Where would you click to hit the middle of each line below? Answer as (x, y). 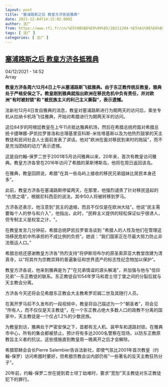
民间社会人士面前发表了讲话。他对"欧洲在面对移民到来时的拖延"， (86, 139)
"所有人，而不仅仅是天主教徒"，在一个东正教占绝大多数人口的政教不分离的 (82, 310)
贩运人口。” (20, 242)
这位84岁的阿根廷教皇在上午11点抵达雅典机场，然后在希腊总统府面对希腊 (80, 127)
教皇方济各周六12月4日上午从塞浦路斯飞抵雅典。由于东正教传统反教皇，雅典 (83, 87)
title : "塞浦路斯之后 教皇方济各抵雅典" (42, 14)
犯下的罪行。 (18, 379)
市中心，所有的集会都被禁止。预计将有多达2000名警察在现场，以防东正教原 (83, 333)
